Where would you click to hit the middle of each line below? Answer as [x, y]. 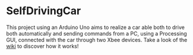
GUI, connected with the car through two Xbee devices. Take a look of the [97, 40]
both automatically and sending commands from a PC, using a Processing [96, 33]
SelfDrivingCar [44, 11]
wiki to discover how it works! [42, 46]
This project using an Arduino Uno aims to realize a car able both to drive [96, 27]
